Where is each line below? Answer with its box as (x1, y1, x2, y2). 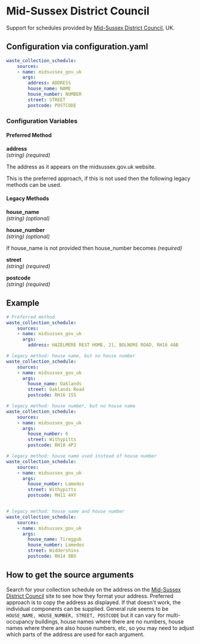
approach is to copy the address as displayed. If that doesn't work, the (6, 598, 181, 606)
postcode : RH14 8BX (28, 553, 77, 560)
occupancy (6, 617, 34, 625)
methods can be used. (6, 181, 62, 188)
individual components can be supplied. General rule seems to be (6, 605, 169, 612)
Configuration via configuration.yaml (6, 42, 148, 52)
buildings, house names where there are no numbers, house (35, 617, 184, 625)
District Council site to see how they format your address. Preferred (6, 592, 174, 599)
